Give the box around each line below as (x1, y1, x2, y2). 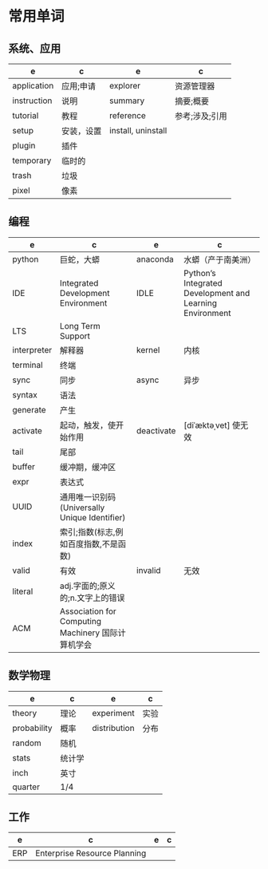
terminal (12, 359, 43, 370)
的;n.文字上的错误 (59, 592, 125, 603)
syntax (12, 389, 37, 400)
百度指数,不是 (67, 538, 118, 549)
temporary (12, 155, 52, 166)
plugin (12, 140, 36, 151)
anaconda (136, 253, 174, 264)
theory (12, 707, 37, 718)
